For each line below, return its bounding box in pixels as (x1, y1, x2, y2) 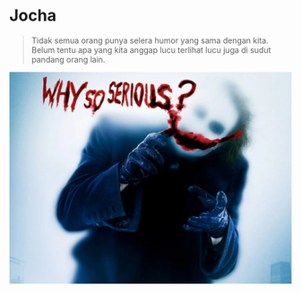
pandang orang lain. (30, 54, 106, 65)
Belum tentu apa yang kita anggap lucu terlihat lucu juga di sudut (30, 44, 271, 55)
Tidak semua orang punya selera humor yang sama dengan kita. (30, 35, 269, 46)
